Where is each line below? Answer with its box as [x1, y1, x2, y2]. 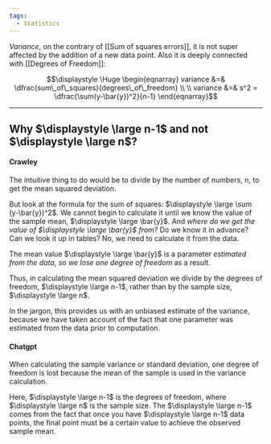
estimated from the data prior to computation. [9, 323, 160, 333]
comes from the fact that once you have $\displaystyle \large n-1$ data [9, 409, 244, 419]
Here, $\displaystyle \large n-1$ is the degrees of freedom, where [9, 392, 227, 402]
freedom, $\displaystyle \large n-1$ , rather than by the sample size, [9, 282, 232, 292]
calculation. [9, 376, 47, 387]
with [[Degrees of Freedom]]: [9, 58, 106, 68]
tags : [9, 11, 27, 20]
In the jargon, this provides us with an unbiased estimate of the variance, [9, 306, 250, 316]
